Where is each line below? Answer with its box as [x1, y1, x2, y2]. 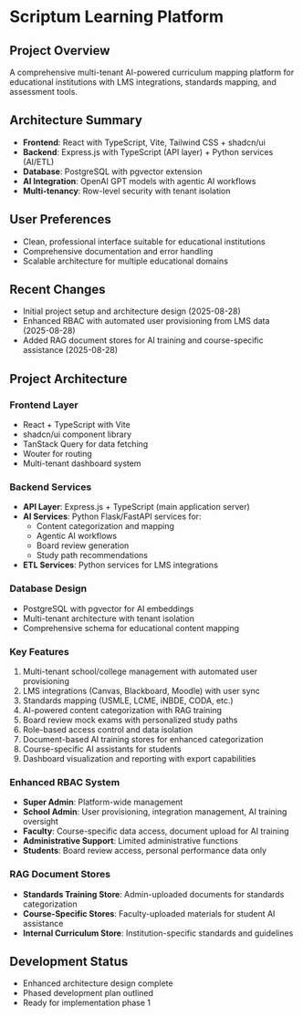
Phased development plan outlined [22, 988, 153, 999]
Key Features [9, 645, 70, 658]
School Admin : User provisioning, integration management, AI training [22, 806, 287, 817]
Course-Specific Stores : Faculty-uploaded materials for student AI [22, 908, 276, 918]
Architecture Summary [9, 112, 143, 129]
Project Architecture [9, 371, 128, 387]
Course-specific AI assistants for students [22, 743, 182, 754]
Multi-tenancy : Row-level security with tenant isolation [22, 185, 231, 196]
